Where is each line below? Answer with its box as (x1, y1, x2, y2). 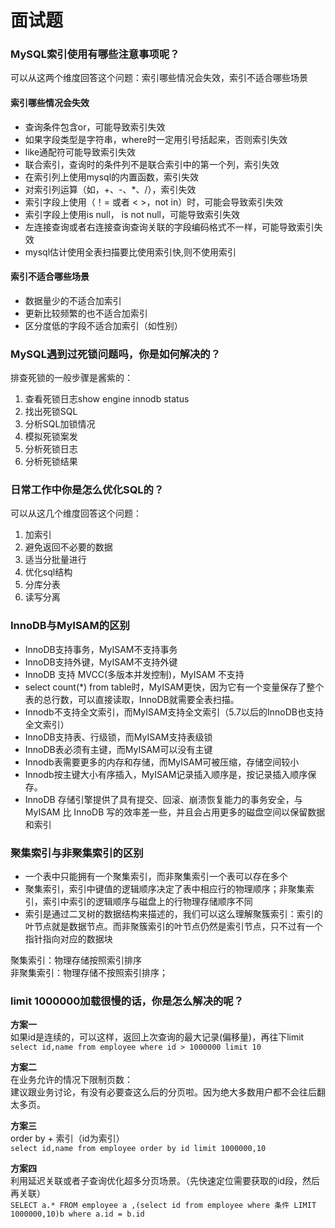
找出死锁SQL (24, 406, 78, 418)
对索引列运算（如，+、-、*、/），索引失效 (24, 183, 197, 195)
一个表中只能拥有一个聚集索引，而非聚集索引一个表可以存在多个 (24, 871, 288, 883)
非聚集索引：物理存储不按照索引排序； (10, 967, 168, 979)
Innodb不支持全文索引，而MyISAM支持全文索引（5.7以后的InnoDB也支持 (24, 706, 324, 718)
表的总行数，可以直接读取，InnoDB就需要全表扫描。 (24, 693, 240, 705)
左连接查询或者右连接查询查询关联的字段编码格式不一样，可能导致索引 (24, 221, 315, 233)
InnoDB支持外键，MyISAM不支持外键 (24, 656, 178, 668)
